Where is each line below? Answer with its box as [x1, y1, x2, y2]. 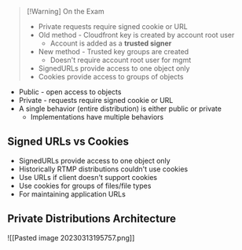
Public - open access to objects [18, 87, 122, 97]
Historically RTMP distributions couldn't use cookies [18, 164, 189, 174]
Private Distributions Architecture [7, 212, 177, 226]
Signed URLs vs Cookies [7, 135, 130, 149]
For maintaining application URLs [18, 189, 126, 199]
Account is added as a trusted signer [49, 39, 172, 48]
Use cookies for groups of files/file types [18, 181, 152, 190]
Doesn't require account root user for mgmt [49, 55, 192, 64]
